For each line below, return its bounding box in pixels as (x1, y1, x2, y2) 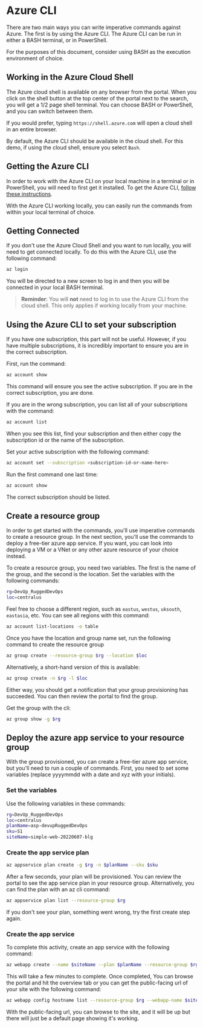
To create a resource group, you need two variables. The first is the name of (6, 564, 196, 571)
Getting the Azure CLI (6, 161, 89, 172)
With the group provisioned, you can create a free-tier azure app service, (6, 758, 188, 766)
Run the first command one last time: (6, 470, 98, 478)
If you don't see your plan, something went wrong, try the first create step (6, 908, 190, 916)
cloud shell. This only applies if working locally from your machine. (21, 302, 187, 309)
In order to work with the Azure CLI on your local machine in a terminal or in (6, 177, 195, 184)
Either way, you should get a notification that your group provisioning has (6, 686, 188, 693)
